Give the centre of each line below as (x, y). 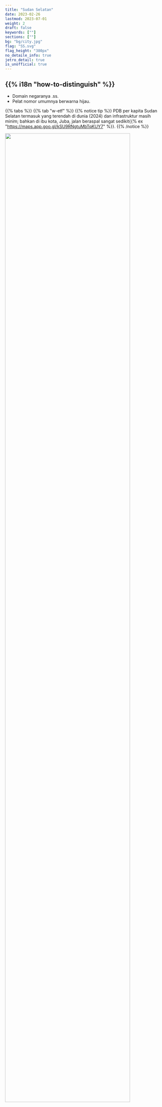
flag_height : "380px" (27, 51)
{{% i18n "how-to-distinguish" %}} (60, 84)
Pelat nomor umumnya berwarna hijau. (51, 101)
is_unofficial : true (26, 64)
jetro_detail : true (25, 60)
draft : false (18, 28)
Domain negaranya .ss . (35, 96)
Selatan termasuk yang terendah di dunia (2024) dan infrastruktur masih (78, 116)
